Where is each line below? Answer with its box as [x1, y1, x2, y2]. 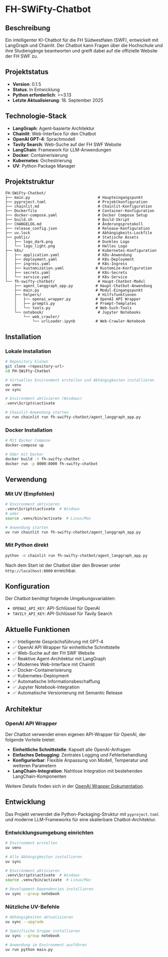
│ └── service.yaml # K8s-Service [5, 275, 128, 280]
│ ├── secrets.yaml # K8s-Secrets [5, 270, 128, 276]
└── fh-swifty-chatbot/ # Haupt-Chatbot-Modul [5, 279, 145, 284]
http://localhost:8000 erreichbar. [5, 567, 77, 573]
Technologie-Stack [5, 112, 67, 121]
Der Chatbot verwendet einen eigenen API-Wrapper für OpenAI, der [5, 731, 146, 737]
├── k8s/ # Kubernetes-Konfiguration [5, 248, 157, 253]
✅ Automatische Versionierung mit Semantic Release [12, 690, 123, 696]
